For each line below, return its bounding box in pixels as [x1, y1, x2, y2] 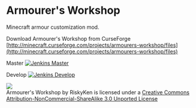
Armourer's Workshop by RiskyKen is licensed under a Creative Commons [6, 88, 190, 96]
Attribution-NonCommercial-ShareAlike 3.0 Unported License [6, 95, 158, 102]
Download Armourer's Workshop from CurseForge [6, 35, 131, 42]
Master [6, 59, 24, 67]
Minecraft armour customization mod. [6, 23, 99, 31]
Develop [6, 71, 27, 78]
